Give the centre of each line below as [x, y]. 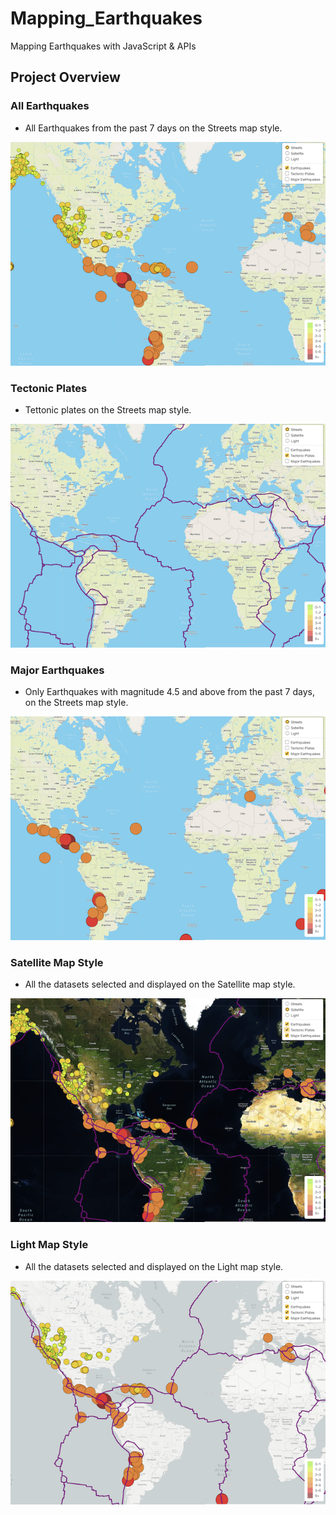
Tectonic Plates [49, 388]
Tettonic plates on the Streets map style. [108, 409]
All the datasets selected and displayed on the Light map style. [154, 1266]
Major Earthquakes [57, 670]
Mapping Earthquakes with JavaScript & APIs [103, 46]
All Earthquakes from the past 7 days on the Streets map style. [153, 128]
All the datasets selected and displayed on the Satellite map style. [160, 984]
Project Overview [65, 77]
